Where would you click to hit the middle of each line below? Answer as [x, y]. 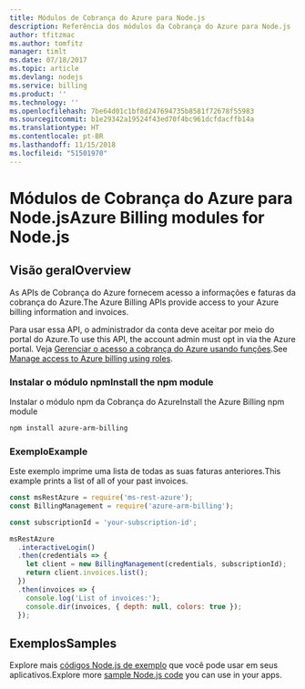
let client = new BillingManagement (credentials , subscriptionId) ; [156, 564]
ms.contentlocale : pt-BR [56, 137]
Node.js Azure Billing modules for [137, 217]
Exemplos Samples [63, 643]
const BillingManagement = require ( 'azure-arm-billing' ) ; [122, 506]
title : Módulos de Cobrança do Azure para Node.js [107, 18]
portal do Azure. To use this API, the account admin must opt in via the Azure [152, 339]
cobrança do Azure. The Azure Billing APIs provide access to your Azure [144, 302]
